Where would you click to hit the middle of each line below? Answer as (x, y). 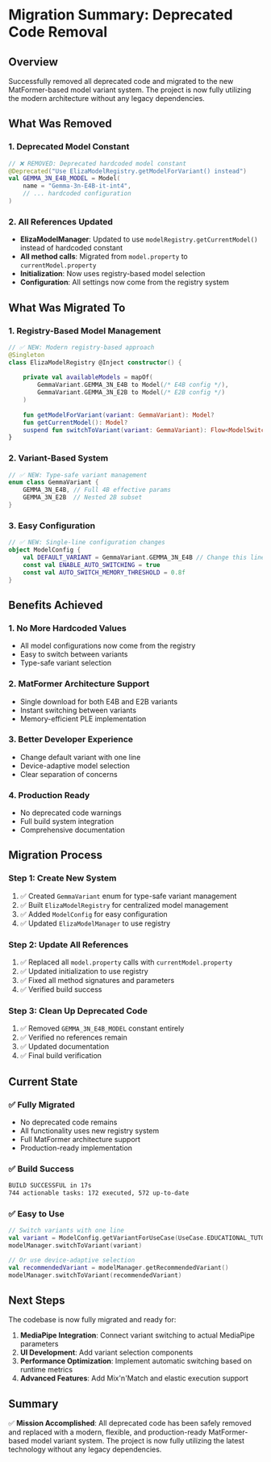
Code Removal (58, 32)
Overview (33, 62)
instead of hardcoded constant (71, 248)
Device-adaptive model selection (75, 766)
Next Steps (37, 1301)
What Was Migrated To (67, 307)
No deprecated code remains (69, 1122)
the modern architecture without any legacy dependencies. (107, 98)
